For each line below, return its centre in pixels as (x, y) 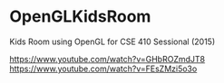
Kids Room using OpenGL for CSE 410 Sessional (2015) (112, 41)
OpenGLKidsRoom (80, 17)
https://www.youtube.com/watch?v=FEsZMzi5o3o (103, 69)
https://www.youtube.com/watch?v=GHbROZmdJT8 (107, 59)
